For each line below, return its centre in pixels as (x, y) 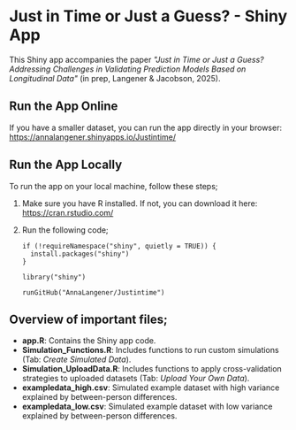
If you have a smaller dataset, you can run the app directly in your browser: (146, 127)
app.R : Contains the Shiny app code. (89, 341)
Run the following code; (65, 230)
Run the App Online (64, 107)
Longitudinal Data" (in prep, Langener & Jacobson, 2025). (115, 78)
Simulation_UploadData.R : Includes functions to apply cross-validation (152, 369)
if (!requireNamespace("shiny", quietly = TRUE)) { (119, 246)
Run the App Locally (66, 165)
